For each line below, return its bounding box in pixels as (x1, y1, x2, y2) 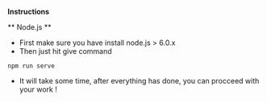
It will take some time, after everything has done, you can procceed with (19, 76, 260, 85)
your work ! (19, 84, 58, 94)
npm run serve (7, 62, 56, 70)
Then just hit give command (19, 47, 112, 55)
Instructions (7, 7, 50, 16)
